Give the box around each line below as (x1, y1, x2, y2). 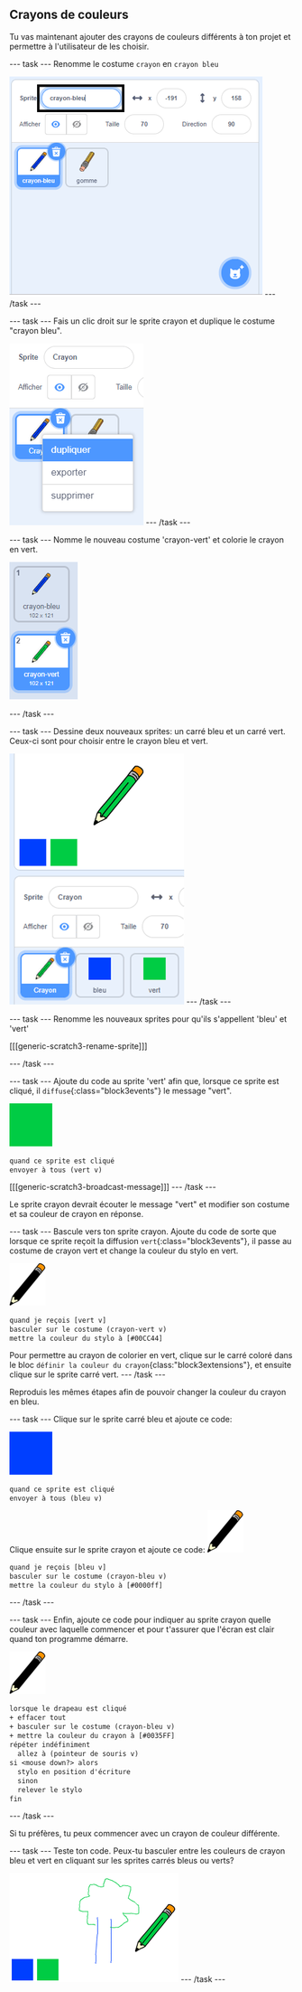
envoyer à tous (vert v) (9, 1166, 103, 1175)
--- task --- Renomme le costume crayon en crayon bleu (9, 58, 219, 69)
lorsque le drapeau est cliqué (9, 1704, 127, 1713)
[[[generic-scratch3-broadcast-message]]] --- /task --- (9, 1181, 216, 1192)
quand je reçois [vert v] (9, 1316, 106, 1325)
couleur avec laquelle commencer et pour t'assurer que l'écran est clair (9, 1623, 275, 1635)
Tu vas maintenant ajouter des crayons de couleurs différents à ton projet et (9, 31, 291, 42)
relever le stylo (17, 1785, 83, 1794)
